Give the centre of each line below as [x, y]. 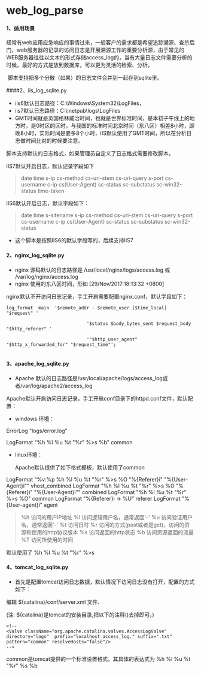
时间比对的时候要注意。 [54, 141]
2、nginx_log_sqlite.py [35, 255]
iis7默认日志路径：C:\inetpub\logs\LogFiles [68, 111]
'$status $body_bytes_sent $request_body [139, 324]
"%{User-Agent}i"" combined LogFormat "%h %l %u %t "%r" [110, 492]
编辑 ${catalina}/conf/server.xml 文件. [53, 602]
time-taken [51, 191]
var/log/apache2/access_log [57, 386]
